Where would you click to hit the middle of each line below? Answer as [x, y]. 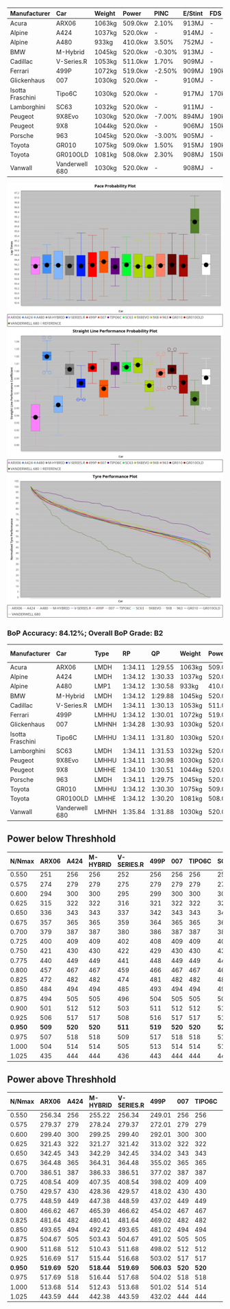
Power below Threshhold [62, 839]
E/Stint [193, 13]
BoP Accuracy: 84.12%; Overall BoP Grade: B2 [85, 633]
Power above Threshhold [62, 1079]
